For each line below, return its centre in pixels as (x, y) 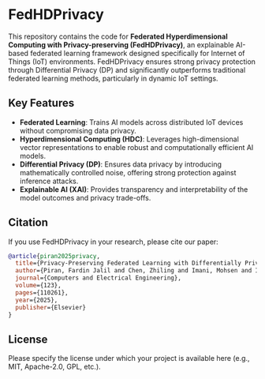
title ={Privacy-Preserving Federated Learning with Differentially (129, 263)
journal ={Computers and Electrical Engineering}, (98, 278)
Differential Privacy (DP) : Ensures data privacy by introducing (121, 164)
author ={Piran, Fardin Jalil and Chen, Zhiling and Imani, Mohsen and (134, 271)
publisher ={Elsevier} (51, 307)
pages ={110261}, (42, 293)
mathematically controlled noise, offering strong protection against (128, 172)
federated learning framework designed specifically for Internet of (138, 53)
